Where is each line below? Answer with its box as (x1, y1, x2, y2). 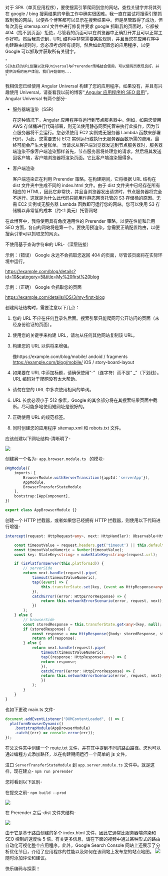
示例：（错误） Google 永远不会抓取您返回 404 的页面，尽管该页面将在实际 (5, 252, 158, 258)
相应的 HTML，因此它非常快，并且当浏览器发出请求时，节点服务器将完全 (12, 189, 162, 195)
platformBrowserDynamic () (9, 721, 64, 726)
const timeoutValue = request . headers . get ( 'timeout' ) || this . (14, 543, 149, 548)
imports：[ (14, 470, 36, 475)
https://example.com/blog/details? (5, 269, 76, 274)
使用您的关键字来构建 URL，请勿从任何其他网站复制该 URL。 (12, 332, 137, 338)
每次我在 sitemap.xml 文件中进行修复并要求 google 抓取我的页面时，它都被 (5, 23, 159, 29)
